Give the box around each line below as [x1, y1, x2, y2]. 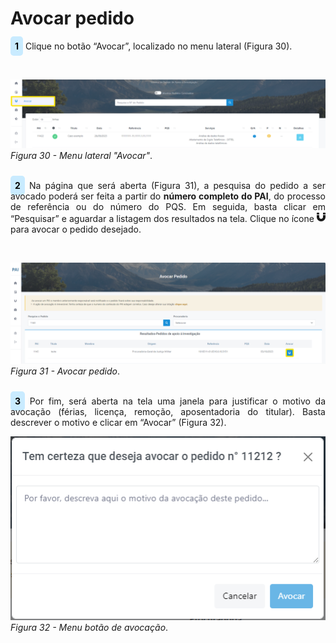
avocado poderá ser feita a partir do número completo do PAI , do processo [10, 190, 326, 202]
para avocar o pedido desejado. [10, 223, 142, 236]
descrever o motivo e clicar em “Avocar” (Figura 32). [10, 416, 227, 428]
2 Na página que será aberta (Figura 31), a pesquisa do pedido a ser [14, 180, 326, 192]
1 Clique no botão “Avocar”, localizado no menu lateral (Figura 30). [14, 40, 293, 52]
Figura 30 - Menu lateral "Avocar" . [10, 150, 153, 162]
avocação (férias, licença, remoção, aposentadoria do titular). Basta [10, 405, 326, 417]
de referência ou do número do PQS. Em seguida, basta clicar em [10, 201, 326, 213]
